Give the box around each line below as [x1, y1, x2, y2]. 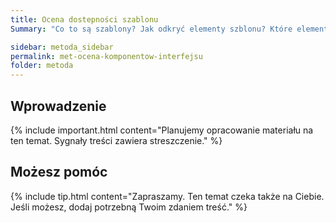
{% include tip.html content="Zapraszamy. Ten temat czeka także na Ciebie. [10, 190, 325, 202]
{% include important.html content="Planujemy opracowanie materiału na [10, 124, 314, 136]
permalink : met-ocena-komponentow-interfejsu [10, 51, 203, 61]
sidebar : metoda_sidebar [10, 42, 114, 52]
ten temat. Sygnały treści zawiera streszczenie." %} [10, 134, 223, 146]
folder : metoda [10, 61, 74, 71]
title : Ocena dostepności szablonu [10, 14, 159, 25]
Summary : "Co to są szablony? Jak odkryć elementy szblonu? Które [10, 24, 293, 34]
